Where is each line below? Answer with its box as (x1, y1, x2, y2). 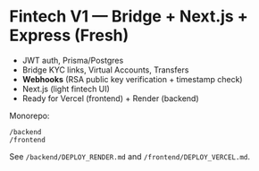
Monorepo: (9, 110, 50, 121)
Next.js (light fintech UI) (21, 83, 110, 94)
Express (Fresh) (9, 25, 129, 46)
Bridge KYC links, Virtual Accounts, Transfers (21, 64, 189, 75)
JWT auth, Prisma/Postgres (21, 55, 124, 65)
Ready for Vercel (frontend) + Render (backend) (21, 92, 199, 104)
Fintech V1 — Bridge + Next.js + (9, 6, 248, 27)
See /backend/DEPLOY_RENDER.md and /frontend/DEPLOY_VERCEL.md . (9, 150, 251, 162)
